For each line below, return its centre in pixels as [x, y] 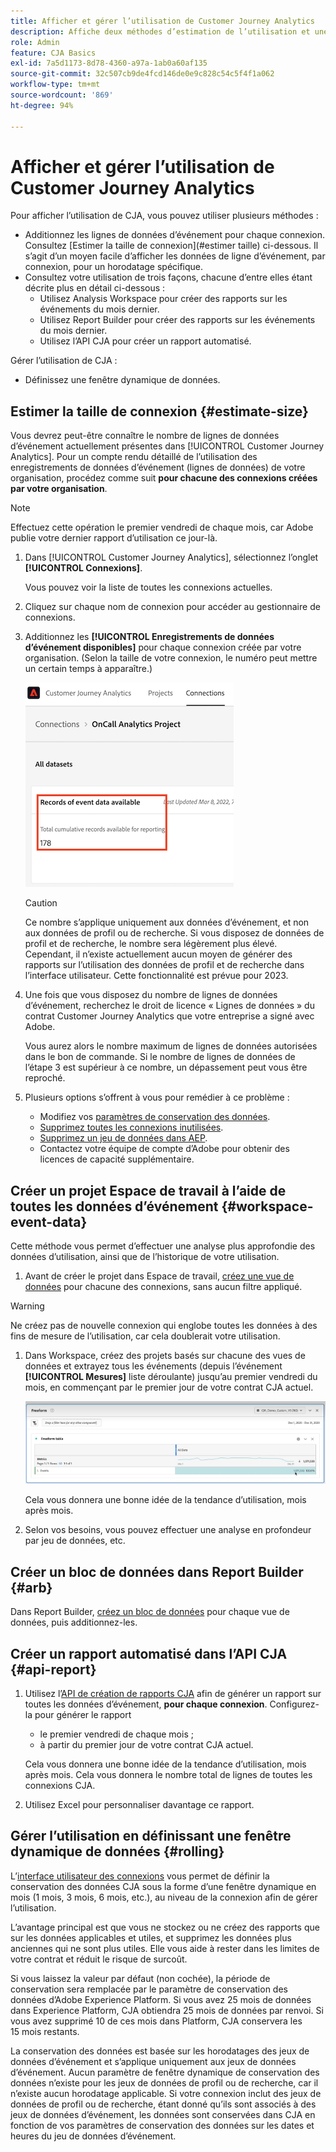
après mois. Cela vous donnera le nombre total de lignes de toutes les [168, 1775]
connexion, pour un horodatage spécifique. [114, 267]
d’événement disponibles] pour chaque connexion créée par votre [163, 647]
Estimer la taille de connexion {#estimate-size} [159, 411]
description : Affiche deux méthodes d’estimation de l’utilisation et [160, 31]
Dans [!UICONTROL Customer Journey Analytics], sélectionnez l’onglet [171, 557]
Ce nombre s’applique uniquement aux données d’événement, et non [167, 922]
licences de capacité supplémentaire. [117, 1159]
